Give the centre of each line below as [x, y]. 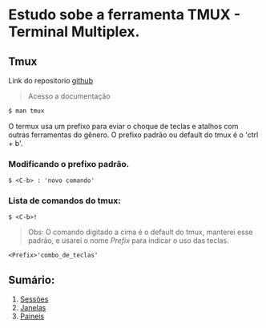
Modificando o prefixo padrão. [69, 164]
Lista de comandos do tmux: [65, 200]
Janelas [33, 308]
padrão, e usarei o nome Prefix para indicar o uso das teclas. [129, 241]
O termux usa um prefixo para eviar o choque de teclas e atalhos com [123, 126]
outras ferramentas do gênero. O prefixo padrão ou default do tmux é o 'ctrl [133, 135]
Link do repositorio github [51, 81]
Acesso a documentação [69, 96]
